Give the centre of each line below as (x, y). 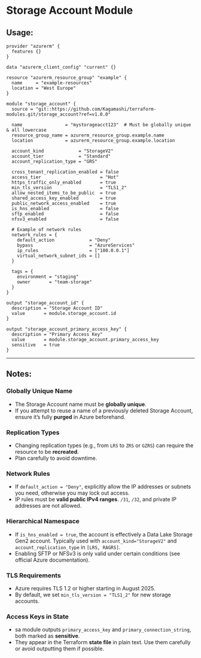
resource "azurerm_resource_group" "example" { (67, 78)
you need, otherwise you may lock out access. (72, 493)
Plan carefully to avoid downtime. (56, 458)
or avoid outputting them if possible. (60, 649)
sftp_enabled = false (65, 214)
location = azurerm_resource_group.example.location (93, 141)
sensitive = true (36, 345)
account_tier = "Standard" (61, 156)
